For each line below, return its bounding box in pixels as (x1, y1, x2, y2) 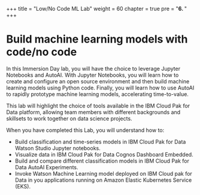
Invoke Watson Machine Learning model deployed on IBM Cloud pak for (14, 170, 193, 177)
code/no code (6, 45, 77, 59)
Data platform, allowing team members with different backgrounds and (6, 108, 181, 116)
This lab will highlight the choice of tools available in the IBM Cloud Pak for (6, 102, 190, 109)
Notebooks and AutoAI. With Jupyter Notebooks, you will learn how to (6, 71, 179, 79)
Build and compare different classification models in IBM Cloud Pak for (14, 157, 190, 164)
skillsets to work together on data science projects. (6, 115, 133, 122)
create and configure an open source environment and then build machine (6, 77, 190, 85)
